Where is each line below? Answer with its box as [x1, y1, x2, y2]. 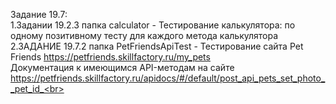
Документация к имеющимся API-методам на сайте [10, 62, 235, 73]
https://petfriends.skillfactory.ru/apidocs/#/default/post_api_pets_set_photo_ [10, 72, 326, 84]
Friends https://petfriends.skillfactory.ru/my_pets [10, 51, 211, 63]
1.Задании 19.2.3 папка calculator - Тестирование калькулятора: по [10, 19, 296, 31]
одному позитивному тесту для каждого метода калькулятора [10, 30, 279, 41]
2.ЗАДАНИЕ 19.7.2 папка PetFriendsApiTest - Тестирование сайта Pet [10, 40, 304, 52]
